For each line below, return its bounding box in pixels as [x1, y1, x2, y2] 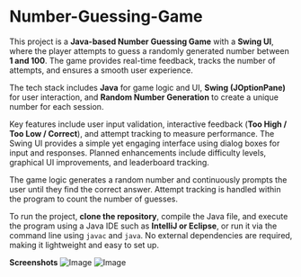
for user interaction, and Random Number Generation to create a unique [9, 92, 279, 103]
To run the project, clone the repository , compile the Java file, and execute [9, 210, 288, 221]
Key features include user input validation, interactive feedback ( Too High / [9, 119, 288, 130]
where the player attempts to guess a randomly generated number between [9, 45, 289, 56]
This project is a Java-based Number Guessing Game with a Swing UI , [9, 36, 274, 47]
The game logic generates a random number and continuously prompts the [9, 174, 288, 185]
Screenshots [9, 256, 58, 267]
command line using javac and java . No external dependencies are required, [9, 229, 293, 240]
